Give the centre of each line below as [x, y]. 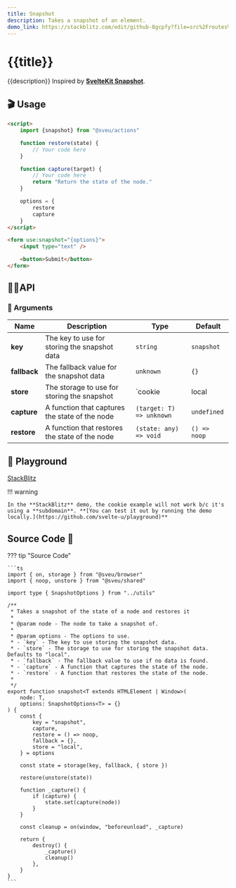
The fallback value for [81, 367]
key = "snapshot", [59, 723]
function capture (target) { [61, 169]
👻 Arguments [30, 308]
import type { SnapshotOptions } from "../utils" [81, 593]
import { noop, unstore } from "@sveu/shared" [77, 581]
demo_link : [23, 27]
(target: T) [156, 408]
